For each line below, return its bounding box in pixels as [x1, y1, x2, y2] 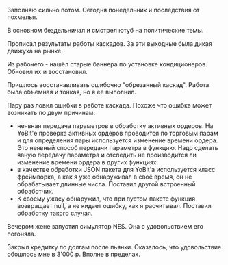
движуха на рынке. [7, 47, 64, 55]
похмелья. [7, 13, 38, 21]
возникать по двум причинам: [7, 109, 96, 116]
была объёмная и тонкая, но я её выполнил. [7, 88, 137, 96]
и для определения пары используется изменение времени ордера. [16, 136, 218, 144]
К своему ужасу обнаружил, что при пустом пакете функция [16, 194, 196, 203]
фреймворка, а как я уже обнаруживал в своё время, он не [16, 173, 192, 181]
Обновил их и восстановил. [7, 68, 88, 75]
